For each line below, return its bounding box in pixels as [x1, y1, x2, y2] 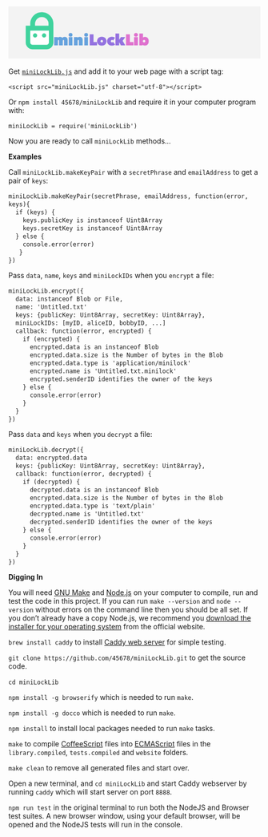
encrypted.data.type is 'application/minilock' [29, 359, 192, 367]
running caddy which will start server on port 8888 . [8, 786, 173, 796]
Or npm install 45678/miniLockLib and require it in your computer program [8, 97, 256, 107]
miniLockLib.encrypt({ [8, 287, 84, 295]
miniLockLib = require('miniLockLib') [8, 122, 138, 130]
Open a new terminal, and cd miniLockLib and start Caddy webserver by [8, 778, 247, 788]
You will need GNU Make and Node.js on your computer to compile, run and [8, 588, 258, 597]
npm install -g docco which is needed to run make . [8, 708, 176, 718]
